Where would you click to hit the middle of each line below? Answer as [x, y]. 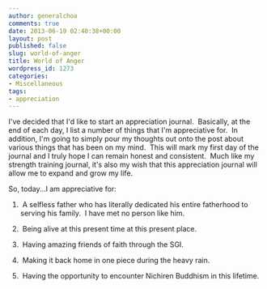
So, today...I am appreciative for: [63, 189]
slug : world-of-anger [45, 53]
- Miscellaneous [36, 83]
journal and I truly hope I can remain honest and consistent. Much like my [131, 156]
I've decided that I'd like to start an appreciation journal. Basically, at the [129, 121]
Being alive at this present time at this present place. [110, 229]
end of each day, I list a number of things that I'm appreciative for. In [123, 130]
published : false [38, 46]
